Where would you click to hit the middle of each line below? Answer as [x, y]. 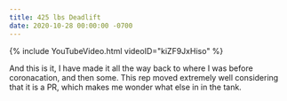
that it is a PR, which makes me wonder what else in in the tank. [125, 87]
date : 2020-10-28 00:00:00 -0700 [71, 26]
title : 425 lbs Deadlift [55, 17]
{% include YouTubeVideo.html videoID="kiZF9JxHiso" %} [116, 50]
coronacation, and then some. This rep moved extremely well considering [144, 77]
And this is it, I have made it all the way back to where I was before [131, 68]
